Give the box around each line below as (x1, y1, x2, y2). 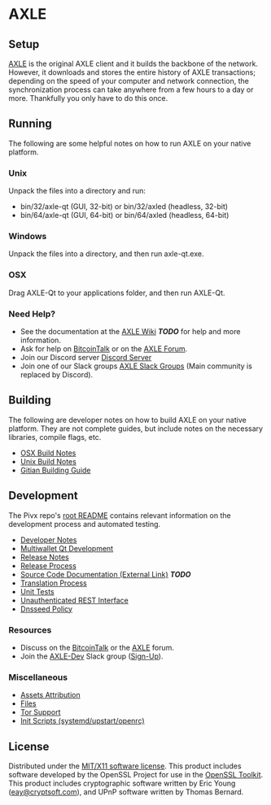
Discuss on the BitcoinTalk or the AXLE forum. (20, 642, 175, 652)
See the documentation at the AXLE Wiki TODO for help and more (20, 327, 241, 336)
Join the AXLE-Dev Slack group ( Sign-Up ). (20, 651, 164, 661)
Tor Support (20, 707, 61, 717)
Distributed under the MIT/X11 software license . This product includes (8, 761, 242, 771)
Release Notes (20, 552, 69, 562)
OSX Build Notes (20, 448, 76, 458)
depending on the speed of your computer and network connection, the (8, 76, 250, 85)
